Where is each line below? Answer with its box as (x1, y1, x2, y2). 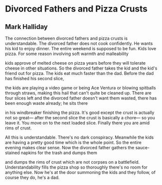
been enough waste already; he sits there (5, 100, 88, 106)
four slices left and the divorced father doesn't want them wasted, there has (5, 95, 157, 101)
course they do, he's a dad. (5, 175, 60, 180)
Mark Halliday (5, 23, 48, 31)
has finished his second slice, (5, 76, 65, 81)
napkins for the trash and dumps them (21, 150, 97, 156)
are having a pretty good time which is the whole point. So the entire (5, 140, 142, 145)
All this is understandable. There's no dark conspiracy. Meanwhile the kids (5, 134, 154, 140)
